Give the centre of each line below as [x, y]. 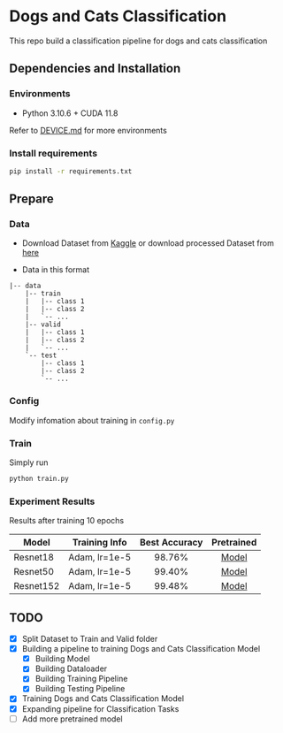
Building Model [62, 659]
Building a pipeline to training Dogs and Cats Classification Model [141, 649]
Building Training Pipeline [81, 679]
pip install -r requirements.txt [71, 171]
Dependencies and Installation [95, 69]
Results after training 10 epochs [67, 521]
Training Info [99, 543]
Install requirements [54, 153]
